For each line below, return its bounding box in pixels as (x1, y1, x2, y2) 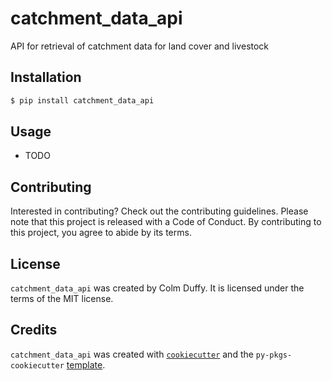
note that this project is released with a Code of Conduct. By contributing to (10, 216, 322, 228)
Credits (10, 322, 58, 339)
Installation (10, 69, 82, 86)
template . (66, 358, 106, 371)
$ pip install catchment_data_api (10, 95, 155, 106)
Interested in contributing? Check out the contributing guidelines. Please (10, 205, 309, 217)
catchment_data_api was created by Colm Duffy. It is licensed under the (10, 282, 305, 294)
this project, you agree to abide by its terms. (10, 227, 192, 239)
